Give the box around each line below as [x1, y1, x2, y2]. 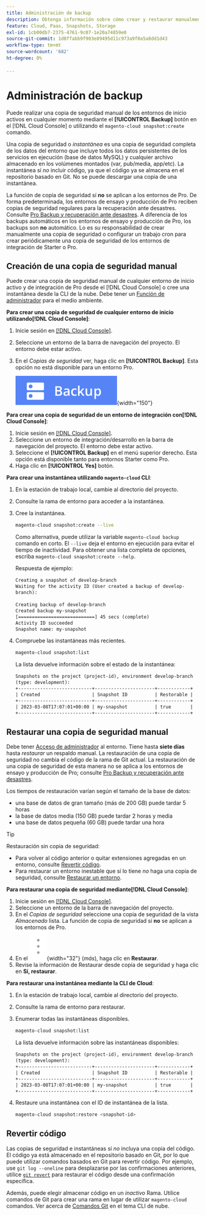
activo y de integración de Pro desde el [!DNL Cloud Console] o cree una [6, 284, 190, 291]
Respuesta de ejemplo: [15, 565, 73, 572]
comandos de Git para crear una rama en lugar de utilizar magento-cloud [6, 1195, 187, 1203]
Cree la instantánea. [15, 510, 66, 517]
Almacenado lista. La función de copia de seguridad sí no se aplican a [15, 917, 192, 924]
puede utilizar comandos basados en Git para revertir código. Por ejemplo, [6, 1157, 194, 1165]
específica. [6, 1177, 35, 1184]
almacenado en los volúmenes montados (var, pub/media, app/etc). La [6, 160, 184, 167]
